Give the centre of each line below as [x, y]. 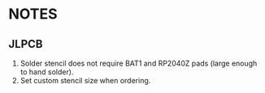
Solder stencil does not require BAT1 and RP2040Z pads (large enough [139, 63]
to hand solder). [47, 72]
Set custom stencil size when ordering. [85, 80]
